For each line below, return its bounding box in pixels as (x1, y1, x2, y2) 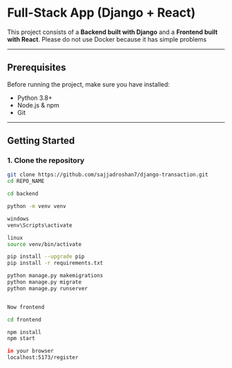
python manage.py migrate (7, 279, 81, 286)
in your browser (7, 348, 54, 355)
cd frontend (7, 316, 41, 323)
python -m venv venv (7, 203, 67, 210)
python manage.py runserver (7, 285, 88, 292)
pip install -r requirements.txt (7, 260, 104, 267)
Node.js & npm (17, 100, 60, 109)
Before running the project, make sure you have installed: (7, 80, 171, 88)
